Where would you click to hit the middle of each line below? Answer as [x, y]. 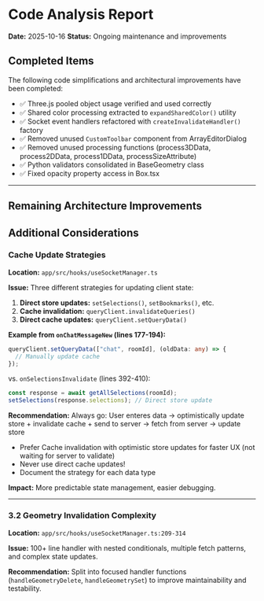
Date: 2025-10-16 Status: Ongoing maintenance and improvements [117, 36]
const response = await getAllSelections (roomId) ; [93, 393]
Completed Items [51, 61]
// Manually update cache [58, 356]
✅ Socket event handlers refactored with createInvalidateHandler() [130, 121]
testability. [25, 588]
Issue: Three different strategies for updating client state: [101, 287]
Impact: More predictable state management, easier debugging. [112, 488]
